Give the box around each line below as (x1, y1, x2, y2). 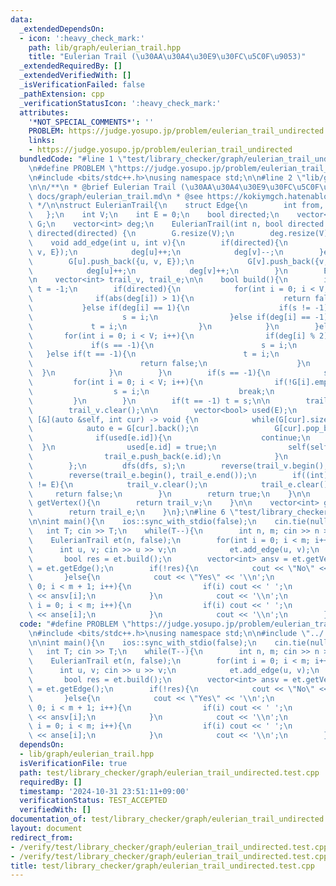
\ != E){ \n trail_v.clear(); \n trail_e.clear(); (28, 479, 333, 490)
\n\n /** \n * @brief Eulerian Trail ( (28, 182, 186, 192)
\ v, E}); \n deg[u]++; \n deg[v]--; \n (28, 247, 284, 257)
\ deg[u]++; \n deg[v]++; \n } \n (28, 266, 288, 276)
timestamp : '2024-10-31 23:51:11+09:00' (19, 786, 190, 796)
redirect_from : (10, 832, 74, 843)
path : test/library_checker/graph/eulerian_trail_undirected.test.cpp (19, 767, 320, 778)
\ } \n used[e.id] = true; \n (28, 442, 217, 453)
